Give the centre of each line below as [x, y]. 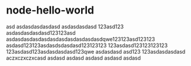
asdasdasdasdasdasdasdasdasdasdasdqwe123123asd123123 [81, 39]
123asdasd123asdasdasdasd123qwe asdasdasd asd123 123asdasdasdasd [96, 51]
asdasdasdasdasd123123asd [41, 32]
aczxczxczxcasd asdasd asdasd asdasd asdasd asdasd [73, 58]
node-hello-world [50, 10]
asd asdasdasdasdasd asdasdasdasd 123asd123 [65, 27]
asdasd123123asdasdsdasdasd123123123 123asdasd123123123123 [87, 45]
